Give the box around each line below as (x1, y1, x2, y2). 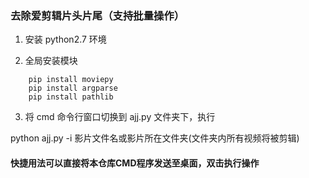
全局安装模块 (24, 55, 78, 67)
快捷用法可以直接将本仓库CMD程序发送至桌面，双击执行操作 (10, 157, 260, 169)
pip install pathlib (28, 92, 114, 102)
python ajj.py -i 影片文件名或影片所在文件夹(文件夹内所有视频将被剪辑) (10, 132, 300, 144)
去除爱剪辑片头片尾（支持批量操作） (10, 8, 185, 22)
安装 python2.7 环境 (24, 33, 107, 46)
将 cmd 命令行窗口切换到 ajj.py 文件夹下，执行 (24, 111, 216, 123)
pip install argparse (28, 83, 118, 94)
